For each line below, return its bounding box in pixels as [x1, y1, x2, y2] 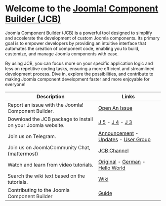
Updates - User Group [98, 136, 151, 143]
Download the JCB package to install [7, 116, 93, 123]
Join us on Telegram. [7, 133, 56, 140]
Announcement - [98, 129, 139, 136]
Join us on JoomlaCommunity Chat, [7, 144, 90, 151]
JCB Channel [98, 147, 129, 154]
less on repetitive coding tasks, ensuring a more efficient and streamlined [5, 65, 155, 72]
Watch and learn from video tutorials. [7, 161, 94, 168]
